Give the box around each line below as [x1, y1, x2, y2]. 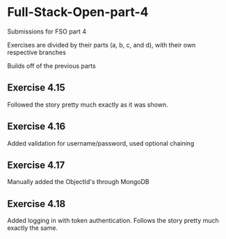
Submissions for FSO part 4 [7, 27, 87, 36]
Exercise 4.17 [7, 159, 65, 171]
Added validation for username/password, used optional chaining [7, 139, 195, 147]
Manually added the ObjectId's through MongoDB [7, 178, 150, 186]
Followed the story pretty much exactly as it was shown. [7, 100, 168, 109]
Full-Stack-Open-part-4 [7, 4, 149, 20]
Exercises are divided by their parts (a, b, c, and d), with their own [7, 40, 196, 49]
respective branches [7, 48, 66, 56]
